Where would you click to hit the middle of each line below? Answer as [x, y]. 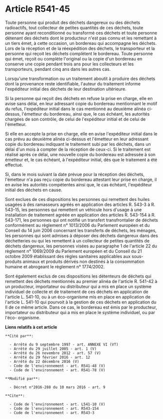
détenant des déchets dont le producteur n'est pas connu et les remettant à [81, 38]
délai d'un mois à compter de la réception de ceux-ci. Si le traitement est [78, 149]
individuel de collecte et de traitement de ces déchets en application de [77, 292]
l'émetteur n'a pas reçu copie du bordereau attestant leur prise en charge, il [81, 180]
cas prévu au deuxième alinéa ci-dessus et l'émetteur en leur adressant [77, 139]
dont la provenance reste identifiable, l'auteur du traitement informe [73, 83]
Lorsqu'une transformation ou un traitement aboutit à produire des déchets [80, 79]
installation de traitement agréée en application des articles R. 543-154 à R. [80, 215]
